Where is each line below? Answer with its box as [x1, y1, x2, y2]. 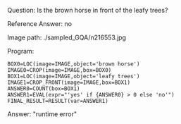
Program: [7, 47, 35, 55]
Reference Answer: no [7, 20, 73, 27]
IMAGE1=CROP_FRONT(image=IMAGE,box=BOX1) [7, 79, 131, 86]
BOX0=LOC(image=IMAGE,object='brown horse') [7, 61, 140, 68]
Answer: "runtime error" [7, 110, 77, 118]
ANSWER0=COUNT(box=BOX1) [7, 85, 80, 92]
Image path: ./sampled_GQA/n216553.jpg [7, 33, 127, 42]
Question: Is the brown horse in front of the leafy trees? [7, 6, 168, 14]
